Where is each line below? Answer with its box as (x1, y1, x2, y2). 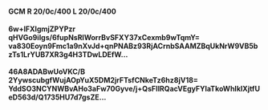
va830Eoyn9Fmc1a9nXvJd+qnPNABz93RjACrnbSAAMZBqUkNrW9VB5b (8, 41, 258, 51)
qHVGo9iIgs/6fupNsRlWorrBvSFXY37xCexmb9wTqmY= (8, 33, 201, 43)
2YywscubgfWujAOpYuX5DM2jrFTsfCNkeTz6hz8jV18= (8, 75, 199, 85)
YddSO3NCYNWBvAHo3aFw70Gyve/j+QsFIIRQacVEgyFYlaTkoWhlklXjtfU (8, 84, 261, 94)
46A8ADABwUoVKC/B (8, 67, 86, 76)
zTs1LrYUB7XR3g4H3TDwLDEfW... (8, 50, 128, 59)
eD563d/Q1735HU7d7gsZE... (8, 92, 107, 102)
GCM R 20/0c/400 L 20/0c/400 (8, 6, 116, 16)
